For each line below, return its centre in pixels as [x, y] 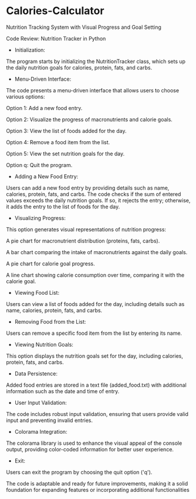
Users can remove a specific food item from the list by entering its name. [94, 333]
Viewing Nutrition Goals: [44, 344]
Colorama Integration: [41, 431]
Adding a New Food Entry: [46, 176]
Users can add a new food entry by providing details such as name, [88, 188]
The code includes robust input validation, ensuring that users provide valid [97, 414]
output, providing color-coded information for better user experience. [90, 449]
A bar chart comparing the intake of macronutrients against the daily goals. [97, 252]
